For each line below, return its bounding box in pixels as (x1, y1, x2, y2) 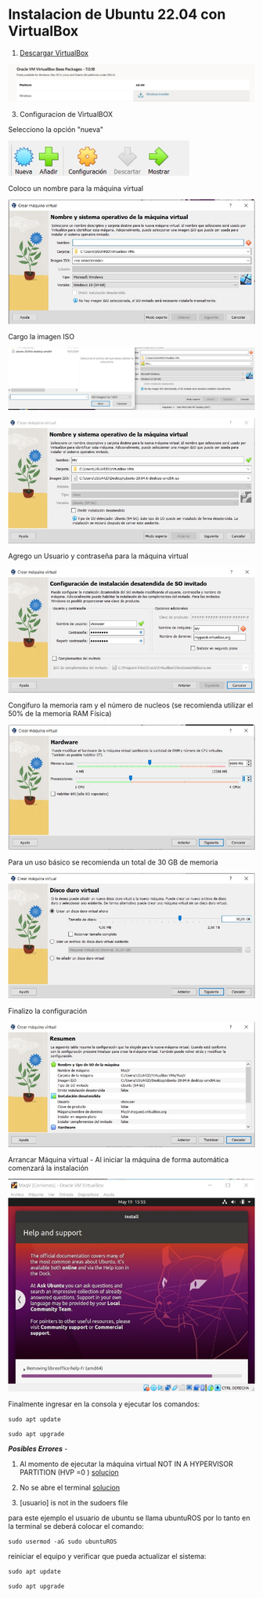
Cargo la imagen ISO (8, 331, 75, 341)
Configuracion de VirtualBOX (19, 110, 113, 119)
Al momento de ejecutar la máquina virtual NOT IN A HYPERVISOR (19, 1459, 233, 1469)
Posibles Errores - (8, 1444, 68, 1454)
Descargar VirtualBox (19, 48, 88, 57)
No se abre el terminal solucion (19, 1483, 120, 1493)
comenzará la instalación (8, 1163, 88, 1172)
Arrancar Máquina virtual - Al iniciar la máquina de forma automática (8, 1154, 229, 1164)
